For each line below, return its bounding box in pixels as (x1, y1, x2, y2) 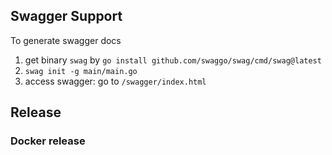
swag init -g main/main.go (24, 66, 138, 76)
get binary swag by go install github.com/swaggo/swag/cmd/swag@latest (24, 54, 322, 66)
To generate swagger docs (10, 34, 122, 46)
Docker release (10, 134, 86, 148)
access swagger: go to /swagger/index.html (24, 75, 207, 87)
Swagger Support (10, 8, 123, 25)
